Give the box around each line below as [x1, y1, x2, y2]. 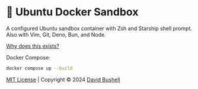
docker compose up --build [6, 65, 73, 71]
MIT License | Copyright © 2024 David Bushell [6, 76, 120, 83]
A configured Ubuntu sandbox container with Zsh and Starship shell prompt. [6, 25, 193, 32]
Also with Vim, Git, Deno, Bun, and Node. [6, 31, 107, 38]
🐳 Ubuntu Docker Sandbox [6, 5, 139, 19]
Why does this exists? [6, 42, 59, 50]
